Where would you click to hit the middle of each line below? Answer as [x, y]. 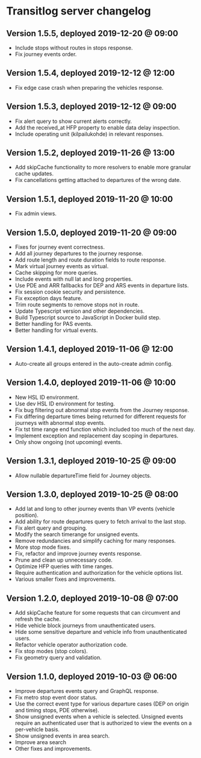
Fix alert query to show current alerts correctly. [73, 121]
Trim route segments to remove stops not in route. [77, 305]
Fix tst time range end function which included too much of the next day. [105, 429]
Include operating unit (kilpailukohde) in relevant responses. [89, 134]
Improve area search [41, 742]
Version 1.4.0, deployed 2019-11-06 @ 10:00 [91, 383]
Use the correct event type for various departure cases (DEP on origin [102, 704]
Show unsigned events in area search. [62, 736]
